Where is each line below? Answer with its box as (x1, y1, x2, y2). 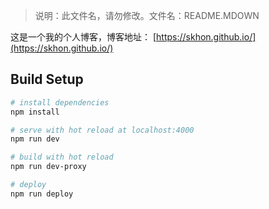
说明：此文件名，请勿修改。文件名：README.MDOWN (34, 10, 260, 21)
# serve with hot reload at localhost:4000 (10, 125, 195, 135)
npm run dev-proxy (10, 162, 87, 172)
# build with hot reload (10, 152, 114, 163)
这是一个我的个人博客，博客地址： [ (10, 31, 157, 43)
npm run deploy (10, 189, 74, 199)
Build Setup (10, 71, 84, 88)
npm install (10, 107, 60, 117)
